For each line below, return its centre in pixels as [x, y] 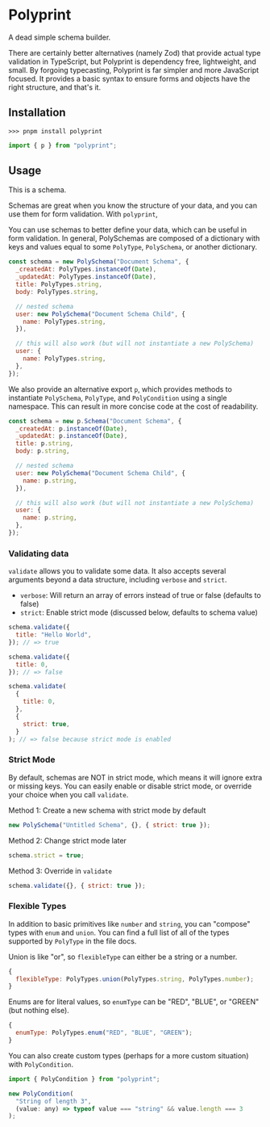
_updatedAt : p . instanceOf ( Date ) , [72, 436]
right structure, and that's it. [55, 87]
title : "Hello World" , [54, 635]
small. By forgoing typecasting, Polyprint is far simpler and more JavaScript [134, 69]
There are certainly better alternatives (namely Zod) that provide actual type [135, 53]
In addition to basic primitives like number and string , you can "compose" [130, 923]
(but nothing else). [39, 1011]
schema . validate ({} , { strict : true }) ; [77, 885]
